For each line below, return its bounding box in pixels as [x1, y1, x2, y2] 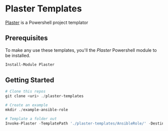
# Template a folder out [5, 116, 57, 121]
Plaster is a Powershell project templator [5, 19, 88, 25]
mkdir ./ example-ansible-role [5, 108, 68, 113]
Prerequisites [5, 34, 48, 42]
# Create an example [5, 103, 48, 108]
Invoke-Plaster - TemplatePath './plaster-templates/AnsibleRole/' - [5, 121, 151, 126]
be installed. [5, 52, 30, 58]
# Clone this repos [5, 89, 46, 94]
